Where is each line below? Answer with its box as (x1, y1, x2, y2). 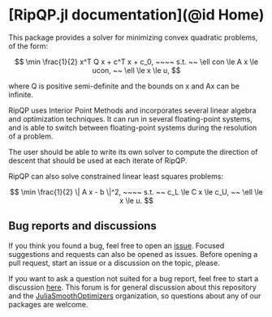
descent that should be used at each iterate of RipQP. (8, 156, 188, 165)
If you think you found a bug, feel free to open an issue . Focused (8, 241, 225, 251)
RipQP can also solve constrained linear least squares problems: (8, 171, 224, 181)
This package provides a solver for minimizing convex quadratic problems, (8, 32, 258, 42)
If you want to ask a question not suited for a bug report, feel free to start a (8, 273, 259, 283)
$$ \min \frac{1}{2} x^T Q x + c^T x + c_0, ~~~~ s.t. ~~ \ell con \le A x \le (15, 57, 258, 66)
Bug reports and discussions (8, 219, 157, 233)
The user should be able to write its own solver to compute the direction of (8, 147, 258, 156)
